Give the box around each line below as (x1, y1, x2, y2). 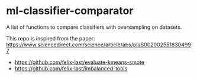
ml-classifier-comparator (6, 4, 134, 18)
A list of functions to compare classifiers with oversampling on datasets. (6, 23, 182, 30)
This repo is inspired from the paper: (6, 35, 95, 42)
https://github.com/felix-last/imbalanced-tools (14, 65, 128, 72)
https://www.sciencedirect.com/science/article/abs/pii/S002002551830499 (6, 41, 191, 48)
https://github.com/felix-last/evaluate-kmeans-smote (14, 59, 145, 66)
